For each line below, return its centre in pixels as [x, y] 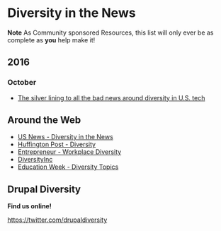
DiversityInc [35, 160]
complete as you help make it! [51, 40]
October [22, 83]
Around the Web [44, 120]
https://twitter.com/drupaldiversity [57, 220]
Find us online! [29, 206]
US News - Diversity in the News [65, 137]
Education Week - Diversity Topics [68, 167]
